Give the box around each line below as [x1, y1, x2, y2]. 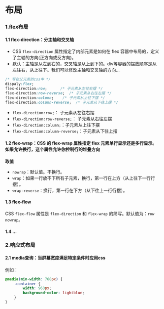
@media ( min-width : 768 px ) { [5, 276, 63, 282]
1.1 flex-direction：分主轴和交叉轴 [5, 37, 74, 43]
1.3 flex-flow [5, 199, 32, 205]
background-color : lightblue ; [23, 290, 85, 296]
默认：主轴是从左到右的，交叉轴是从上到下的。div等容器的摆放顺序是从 [12, 61, 157, 67]
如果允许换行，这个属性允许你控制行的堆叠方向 [5, 146, 100, 152]
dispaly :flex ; [5, 82, 34, 87]
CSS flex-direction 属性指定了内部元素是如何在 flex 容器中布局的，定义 [12, 48, 160, 54]
